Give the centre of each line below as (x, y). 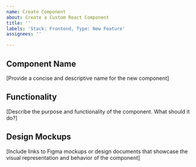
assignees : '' (24, 34)
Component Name (41, 64)
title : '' (19, 23)
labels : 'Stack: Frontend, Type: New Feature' (66, 29)
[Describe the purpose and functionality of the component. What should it (98, 111)
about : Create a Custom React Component (58, 17)
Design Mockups (39, 137)
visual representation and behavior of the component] (73, 157)
